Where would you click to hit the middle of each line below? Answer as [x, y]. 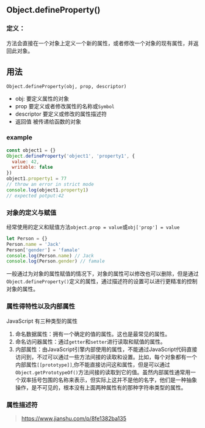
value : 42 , [26, 161]
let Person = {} [27, 238]
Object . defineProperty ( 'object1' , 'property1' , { [71, 156]
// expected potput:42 [35, 196]
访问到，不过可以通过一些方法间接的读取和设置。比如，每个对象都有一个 [106, 356]
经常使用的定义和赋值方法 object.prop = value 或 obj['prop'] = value [93, 227]
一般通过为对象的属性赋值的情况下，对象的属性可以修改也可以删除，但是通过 [103, 274]
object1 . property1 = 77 [37, 179]
